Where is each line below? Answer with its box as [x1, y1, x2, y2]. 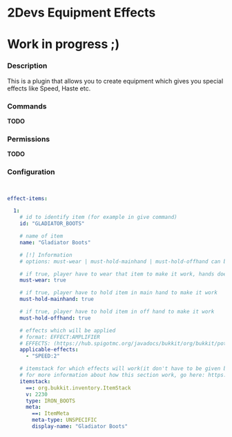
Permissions [7, 134, 50, 144]
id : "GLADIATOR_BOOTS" [19, 220, 85, 227]
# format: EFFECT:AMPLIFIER [19, 333, 100, 340]
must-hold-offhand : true [19, 314, 91, 322]
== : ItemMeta [32, 410, 70, 417]
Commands [7, 101, 47, 111]
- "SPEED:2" [25, 353, 60, 360]
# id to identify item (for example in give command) [19, 214, 177, 221]
